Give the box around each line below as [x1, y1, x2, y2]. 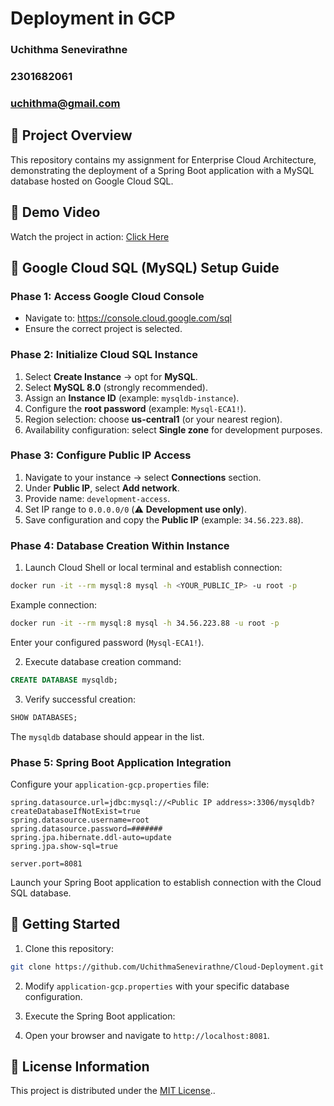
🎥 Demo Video [10, 204, 101, 221]
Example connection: [10, 599, 98, 611]
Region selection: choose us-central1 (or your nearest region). [24, 413, 283, 425]
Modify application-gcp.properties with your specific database [24, 980, 290, 992]
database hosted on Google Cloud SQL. [10, 175, 174, 187]
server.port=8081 [10, 858, 83, 869]
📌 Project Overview [10, 127, 133, 144]
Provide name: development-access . [24, 492, 171, 504]
